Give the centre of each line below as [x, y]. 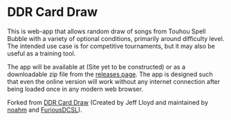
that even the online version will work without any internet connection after [114, 81]
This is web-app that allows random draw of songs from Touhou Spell [107, 31]
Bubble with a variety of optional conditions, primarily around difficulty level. [116, 38]
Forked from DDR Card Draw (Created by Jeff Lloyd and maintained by [108, 102]
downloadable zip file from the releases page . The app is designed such [110, 74]
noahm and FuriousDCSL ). [45, 110]
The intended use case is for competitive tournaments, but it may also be [111, 46]
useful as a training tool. [41, 53]
